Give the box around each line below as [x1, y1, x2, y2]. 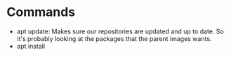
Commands [6, 4, 76, 20]
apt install [16, 42, 46, 50]
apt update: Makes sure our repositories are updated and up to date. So [16, 27, 224, 35]
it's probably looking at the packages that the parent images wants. [16, 34, 212, 42]
